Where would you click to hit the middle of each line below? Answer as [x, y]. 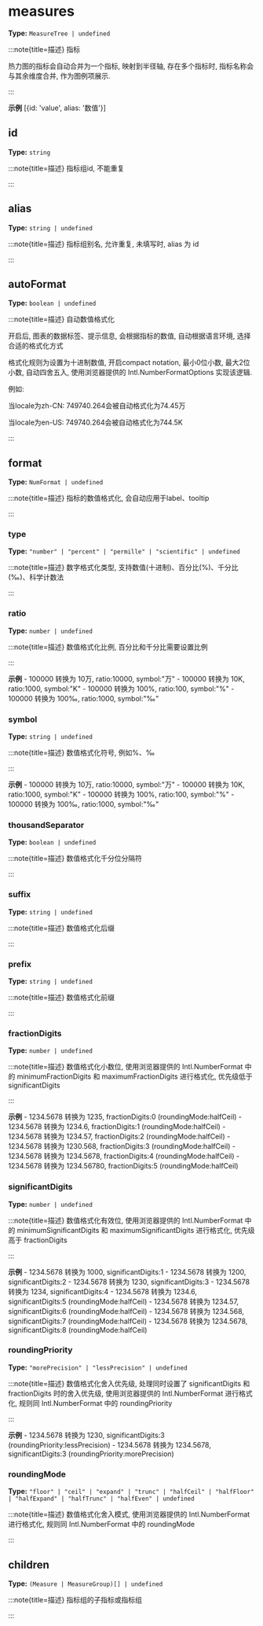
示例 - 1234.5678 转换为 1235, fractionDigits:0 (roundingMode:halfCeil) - [125, 1117]
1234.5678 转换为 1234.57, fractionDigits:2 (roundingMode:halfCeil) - [119, 1137]
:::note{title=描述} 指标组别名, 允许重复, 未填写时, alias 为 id [104, 244]
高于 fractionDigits [38, 1240]
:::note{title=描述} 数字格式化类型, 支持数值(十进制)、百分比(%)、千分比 [123, 568]
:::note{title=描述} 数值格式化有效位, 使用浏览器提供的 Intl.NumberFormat [126, 1220]
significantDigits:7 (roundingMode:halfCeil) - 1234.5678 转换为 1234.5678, [128, 1321]
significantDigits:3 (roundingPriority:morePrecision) [91, 1454]
